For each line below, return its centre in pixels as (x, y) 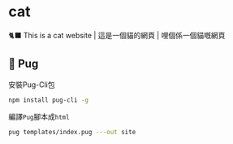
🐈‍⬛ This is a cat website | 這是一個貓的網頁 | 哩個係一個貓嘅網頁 (117, 35)
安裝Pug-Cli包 (32, 85)
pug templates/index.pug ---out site (72, 132)
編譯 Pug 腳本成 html (39, 116)
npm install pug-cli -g (49, 100)
